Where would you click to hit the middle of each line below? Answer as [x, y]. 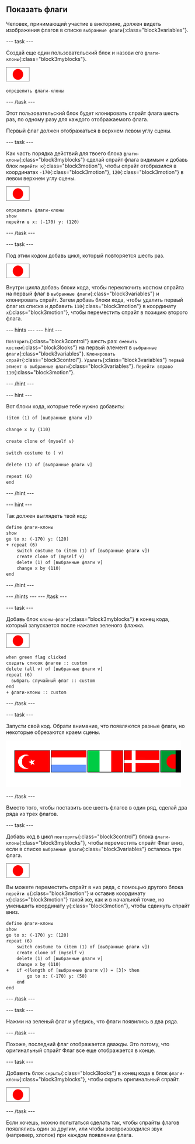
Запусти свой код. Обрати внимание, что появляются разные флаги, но [95, 726]
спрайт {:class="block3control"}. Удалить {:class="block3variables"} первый [95, 360]
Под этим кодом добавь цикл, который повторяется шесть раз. [85, 255]
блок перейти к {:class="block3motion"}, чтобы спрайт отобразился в [91, 166]
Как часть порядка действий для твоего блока [64, 153]
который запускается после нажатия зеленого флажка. [75, 625]
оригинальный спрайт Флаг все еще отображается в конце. [81, 1050]
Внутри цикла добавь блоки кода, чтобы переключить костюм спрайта [95, 287]
